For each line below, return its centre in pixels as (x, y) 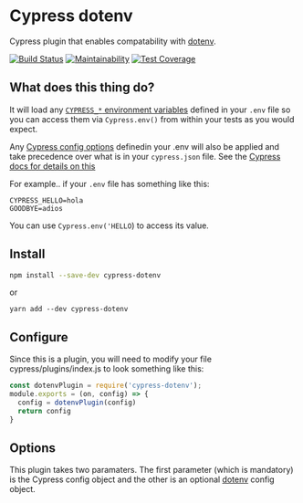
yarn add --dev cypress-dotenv (69, 309)
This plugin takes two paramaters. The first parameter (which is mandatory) (151, 470)
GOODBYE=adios (37, 208)
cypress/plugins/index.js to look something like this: (107, 369)
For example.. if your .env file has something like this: (110, 183)
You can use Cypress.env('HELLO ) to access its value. (110, 225)
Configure (39, 337)
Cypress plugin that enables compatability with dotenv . (113, 41)
